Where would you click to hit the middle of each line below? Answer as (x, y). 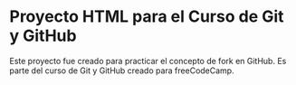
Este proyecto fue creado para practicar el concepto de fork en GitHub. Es (148, 61)
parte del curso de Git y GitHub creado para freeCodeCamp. (122, 71)
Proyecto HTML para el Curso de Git (147, 17)
